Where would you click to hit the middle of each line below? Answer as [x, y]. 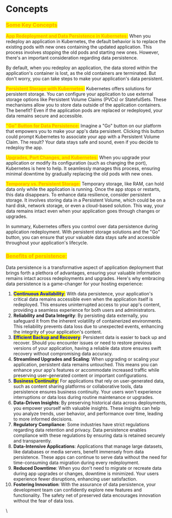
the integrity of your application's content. [58, 332]
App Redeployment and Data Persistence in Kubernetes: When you [78, 36]
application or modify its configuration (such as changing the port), [77, 163]
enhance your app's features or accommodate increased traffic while [86, 370]
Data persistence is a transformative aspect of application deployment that [84, 267]
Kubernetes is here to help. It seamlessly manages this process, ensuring [83, 168]
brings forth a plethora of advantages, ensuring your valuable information [83, 273]
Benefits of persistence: [36, 256]
